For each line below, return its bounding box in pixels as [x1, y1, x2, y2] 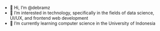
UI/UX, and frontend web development [9, 15, 89, 21]
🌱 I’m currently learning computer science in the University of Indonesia [9, 20, 156, 26]
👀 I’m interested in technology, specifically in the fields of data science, [9, 10, 155, 16]
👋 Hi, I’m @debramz [9, 5, 50, 10]
